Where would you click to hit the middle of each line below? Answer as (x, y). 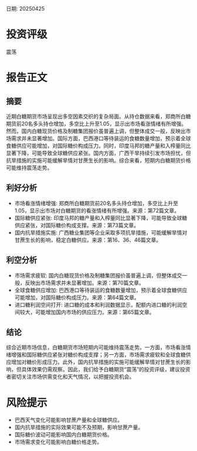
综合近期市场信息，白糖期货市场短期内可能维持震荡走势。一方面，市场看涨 (96, 347)
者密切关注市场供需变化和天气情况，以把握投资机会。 (70, 377)
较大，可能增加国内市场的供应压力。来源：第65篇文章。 (87, 312)
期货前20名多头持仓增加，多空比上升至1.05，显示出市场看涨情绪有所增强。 (96, 123)
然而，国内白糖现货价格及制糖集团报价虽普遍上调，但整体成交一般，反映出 (96, 131)
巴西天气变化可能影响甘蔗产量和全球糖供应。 (69, 420)
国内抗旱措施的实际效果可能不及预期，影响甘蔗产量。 (79, 428)
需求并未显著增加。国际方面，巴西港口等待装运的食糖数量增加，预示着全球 (101, 138)
